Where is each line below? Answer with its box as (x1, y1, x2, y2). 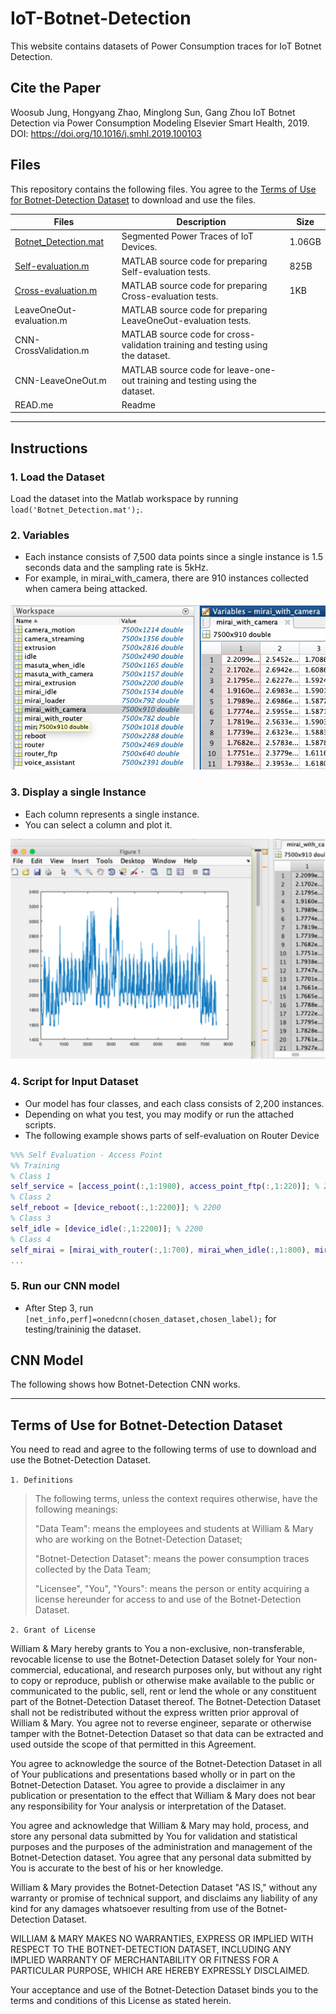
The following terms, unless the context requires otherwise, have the (34, 1493, 318, 1505)
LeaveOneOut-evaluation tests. (121, 315, 252, 327)
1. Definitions (10, 1475, 74, 1486)
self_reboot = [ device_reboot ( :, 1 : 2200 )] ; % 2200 (10, 1203, 222, 1213)
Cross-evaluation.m (14, 285, 98, 297)
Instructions (10, 440, 88, 457)
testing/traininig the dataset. (24, 1323, 142, 1335)
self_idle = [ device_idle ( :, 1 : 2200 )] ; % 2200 (10, 1223, 203, 1234)
